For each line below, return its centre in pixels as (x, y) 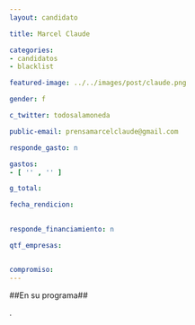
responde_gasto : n (44, 148)
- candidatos (34, 58)
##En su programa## (49, 295)
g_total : (26, 189)
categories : (31, 50)
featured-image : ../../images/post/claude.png (98, 83)
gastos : (24, 164)
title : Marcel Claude (50, 34)
